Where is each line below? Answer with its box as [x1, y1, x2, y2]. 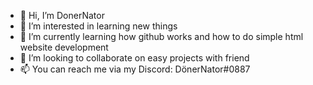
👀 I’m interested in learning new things [19, 20, 178, 32]
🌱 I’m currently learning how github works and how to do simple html [19, 31, 304, 42]
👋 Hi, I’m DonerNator [19, 10, 105, 21]
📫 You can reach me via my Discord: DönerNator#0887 [19, 63, 251, 75]
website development [19, 41, 109, 53]
